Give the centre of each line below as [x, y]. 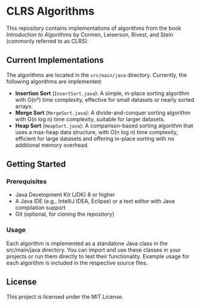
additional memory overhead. [52, 145]
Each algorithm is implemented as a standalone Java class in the [87, 243]
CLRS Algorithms [50, 11]
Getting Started [36, 164]
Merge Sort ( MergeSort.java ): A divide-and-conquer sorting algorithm [103, 112]
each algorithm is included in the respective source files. [77, 263]
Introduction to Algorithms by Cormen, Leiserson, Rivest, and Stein [90, 34]
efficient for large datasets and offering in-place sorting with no [95, 138]
